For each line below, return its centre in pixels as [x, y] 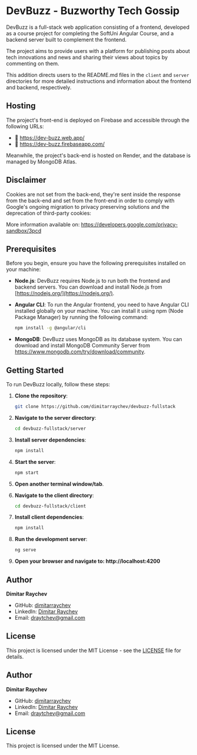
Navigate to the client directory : [54, 495]
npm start [27, 472]
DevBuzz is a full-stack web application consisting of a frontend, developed [98, 27]
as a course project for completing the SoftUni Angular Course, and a [90, 33]
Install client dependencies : [49, 517]
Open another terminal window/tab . [59, 484]
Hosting [21, 106]
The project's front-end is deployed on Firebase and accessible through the [98, 120]
